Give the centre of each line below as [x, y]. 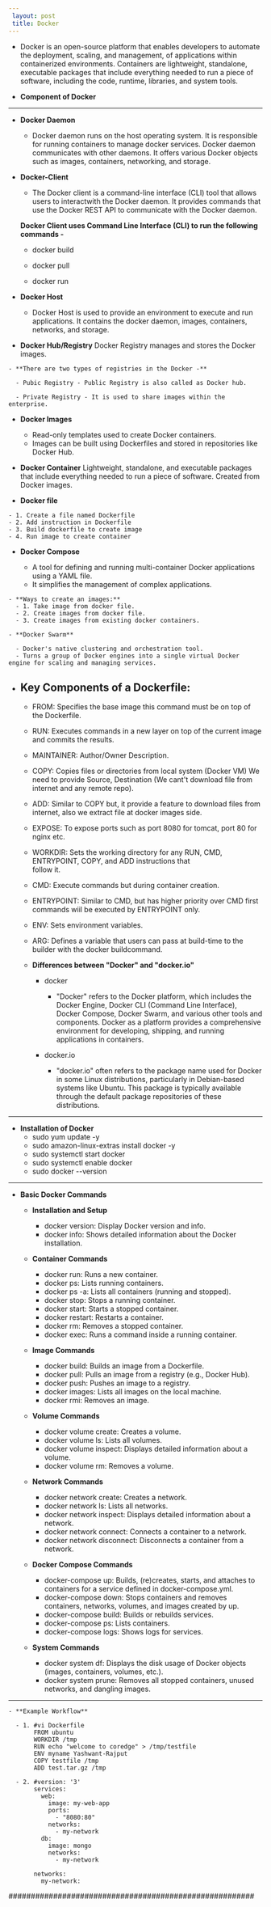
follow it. [46, 869]
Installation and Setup [69, 1211]
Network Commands [67, 1482]
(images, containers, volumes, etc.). [104, 1672]
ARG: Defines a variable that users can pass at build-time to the [138, 941]
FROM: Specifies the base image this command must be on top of [142, 707]
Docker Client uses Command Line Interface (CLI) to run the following [139, 225]
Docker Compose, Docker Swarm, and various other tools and [159, 1014]
